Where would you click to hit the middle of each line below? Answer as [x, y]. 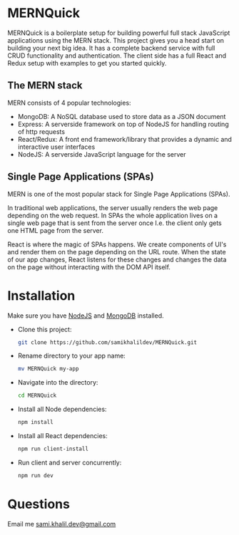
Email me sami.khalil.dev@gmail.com [62, 524]
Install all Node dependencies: [62, 409]
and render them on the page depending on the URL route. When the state [117, 251]
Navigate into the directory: [58, 383]
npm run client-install [53, 449]
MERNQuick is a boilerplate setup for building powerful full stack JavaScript [119, 33]
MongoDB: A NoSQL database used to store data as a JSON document [122, 116]
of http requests [41, 131]
